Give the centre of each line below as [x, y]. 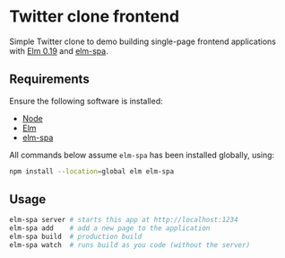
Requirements [49, 80]
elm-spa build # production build [76, 237]
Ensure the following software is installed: [86, 101]
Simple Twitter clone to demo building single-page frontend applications [142, 41]
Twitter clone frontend [95, 17]
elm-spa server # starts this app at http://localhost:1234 [124, 220]
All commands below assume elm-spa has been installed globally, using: [142, 155]
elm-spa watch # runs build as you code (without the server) [130, 245]
